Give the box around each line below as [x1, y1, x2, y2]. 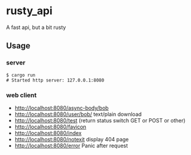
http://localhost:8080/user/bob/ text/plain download [14, 111, 142, 118]
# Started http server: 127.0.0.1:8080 [6, 77, 105, 83]
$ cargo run [6, 72, 35, 78]
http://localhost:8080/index [14, 129, 82, 137]
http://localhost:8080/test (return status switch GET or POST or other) [14, 117, 186, 124]
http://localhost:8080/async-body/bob [14, 104, 109, 111]
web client [6, 91, 37, 99]
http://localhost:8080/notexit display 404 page [14, 135, 129, 143]
